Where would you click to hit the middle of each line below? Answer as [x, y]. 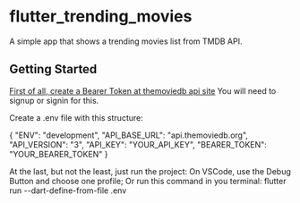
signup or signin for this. [54, 100]
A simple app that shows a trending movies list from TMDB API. [126, 41]
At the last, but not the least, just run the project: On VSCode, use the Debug [150, 171]
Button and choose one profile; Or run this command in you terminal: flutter [148, 181]
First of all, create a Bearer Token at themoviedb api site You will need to [143, 90]
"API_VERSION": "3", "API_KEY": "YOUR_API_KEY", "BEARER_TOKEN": [138, 144]
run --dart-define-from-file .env [68, 190]
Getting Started [53, 69]
